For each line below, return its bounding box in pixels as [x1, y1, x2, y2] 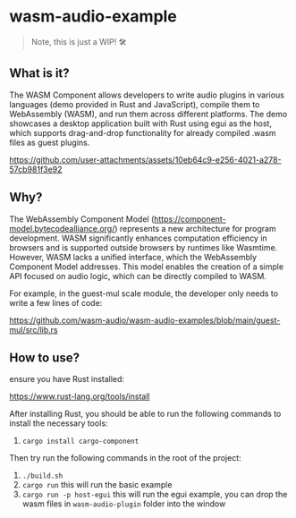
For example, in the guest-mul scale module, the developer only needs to [9, 288, 279, 299]
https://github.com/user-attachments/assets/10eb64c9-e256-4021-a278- [9, 154, 282, 165]
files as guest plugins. [9, 137, 90, 148]
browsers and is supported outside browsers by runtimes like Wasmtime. [9, 242, 278, 252]
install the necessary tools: [9, 418, 108, 429]
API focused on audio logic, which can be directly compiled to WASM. [9, 270, 266, 281]
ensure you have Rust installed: [9, 374, 125, 385]
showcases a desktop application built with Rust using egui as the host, [9, 118, 273, 129]
